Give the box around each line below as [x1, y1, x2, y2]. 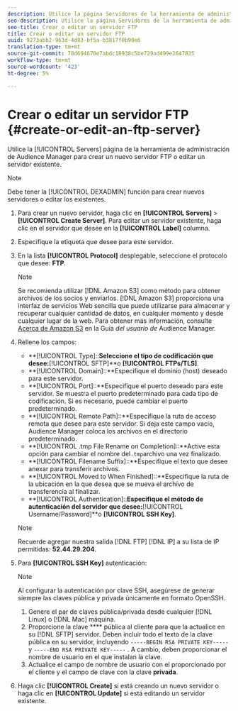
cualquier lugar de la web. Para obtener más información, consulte [17, 316, 212, 325]
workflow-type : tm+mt [7, 57, 72, 64]
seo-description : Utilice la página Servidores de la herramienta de [7, 17, 217, 24]
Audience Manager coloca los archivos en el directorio [28, 427, 188, 436]
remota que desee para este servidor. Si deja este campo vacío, [28, 419, 215, 428]
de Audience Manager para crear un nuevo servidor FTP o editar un [7, 153, 205, 161]
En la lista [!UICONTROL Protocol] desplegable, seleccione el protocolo [17, 251, 228, 260]
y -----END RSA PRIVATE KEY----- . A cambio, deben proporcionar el [28, 645, 227, 654]
